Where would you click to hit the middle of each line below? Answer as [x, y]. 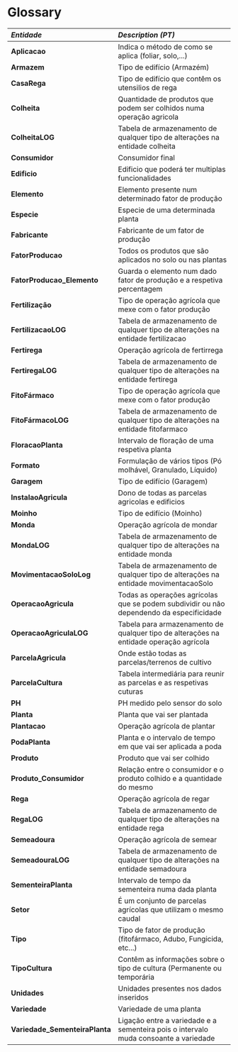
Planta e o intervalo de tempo [167, 737]
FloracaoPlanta [37, 445]
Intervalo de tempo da [154, 880]
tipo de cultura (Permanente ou [170, 968]
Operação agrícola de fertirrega [170, 350]
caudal [129, 918]
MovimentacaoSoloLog [51, 574]
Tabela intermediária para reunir [171, 673]
